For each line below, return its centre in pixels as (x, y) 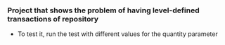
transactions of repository (53, 19)
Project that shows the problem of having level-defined (104, 10)
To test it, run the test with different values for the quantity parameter (117, 34)
